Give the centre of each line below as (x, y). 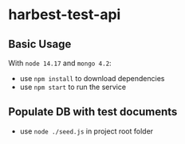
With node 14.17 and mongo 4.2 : (60, 63)
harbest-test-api (65, 15)
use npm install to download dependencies (92, 78)
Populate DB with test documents (93, 112)
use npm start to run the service (73, 87)
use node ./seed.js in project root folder (87, 131)
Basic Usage (40, 44)
